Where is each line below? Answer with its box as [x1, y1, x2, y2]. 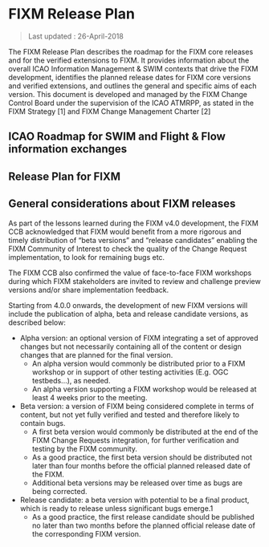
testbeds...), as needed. [31, 375, 111, 385]
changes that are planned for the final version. [19, 350, 173, 359]
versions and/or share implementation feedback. [8, 285, 169, 294]
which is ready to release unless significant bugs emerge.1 [19, 503, 214, 513]
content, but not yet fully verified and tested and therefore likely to [19, 410, 239, 419]
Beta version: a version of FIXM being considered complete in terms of [19, 401, 255, 411]
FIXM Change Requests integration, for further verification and [31, 435, 239, 445]
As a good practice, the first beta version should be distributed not [31, 452, 253, 462]
